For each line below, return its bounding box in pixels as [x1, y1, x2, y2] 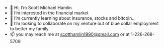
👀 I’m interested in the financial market [9, 10, 89, 16]
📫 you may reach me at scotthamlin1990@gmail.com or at [9, 31, 130, 37]
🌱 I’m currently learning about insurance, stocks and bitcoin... [9, 15, 136, 21]
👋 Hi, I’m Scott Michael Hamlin [9, 5, 72, 10]
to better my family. [9, 26, 50, 32]
